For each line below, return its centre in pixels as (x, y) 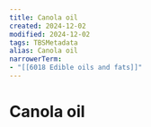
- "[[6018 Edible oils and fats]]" (76, 68)
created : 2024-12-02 (48, 26)
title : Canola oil (44, 17)
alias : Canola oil (44, 51)
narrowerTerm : (36, 59)
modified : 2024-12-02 (50, 34)
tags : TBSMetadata (44, 42)
